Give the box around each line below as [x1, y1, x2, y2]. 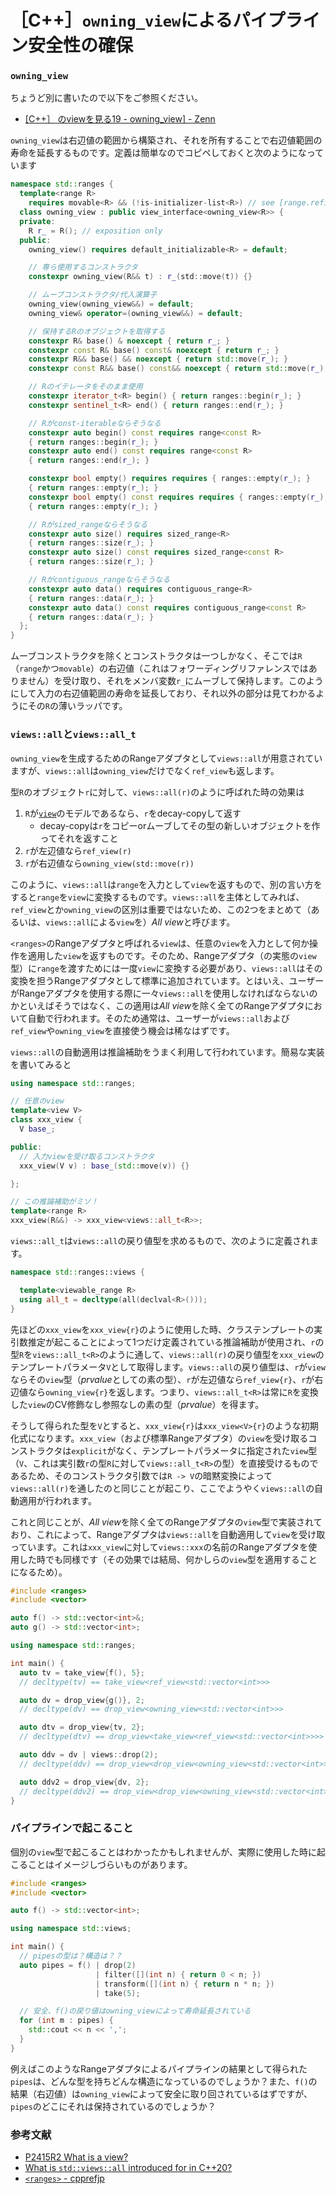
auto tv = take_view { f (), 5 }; [19, 1667, 145, 1678]
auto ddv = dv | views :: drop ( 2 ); [19, 1750, 159, 1760]
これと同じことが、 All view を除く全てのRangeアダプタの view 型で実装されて [10, 1516, 323, 1528]
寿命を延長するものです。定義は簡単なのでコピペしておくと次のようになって [10, 147, 325, 159]
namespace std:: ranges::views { [10, 1267, 145, 1278]
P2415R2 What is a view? [24, 2151, 129, 2163]
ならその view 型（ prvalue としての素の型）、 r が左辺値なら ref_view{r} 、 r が [10, 1373, 315, 1385]
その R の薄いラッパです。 [27, 700, 128, 712]
